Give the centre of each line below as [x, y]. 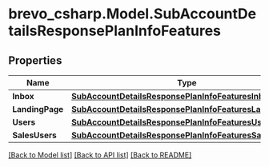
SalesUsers [35, 135]
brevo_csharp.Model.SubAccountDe [132, 14]
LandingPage [38, 109]
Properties [35, 60]
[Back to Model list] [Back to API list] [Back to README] [100, 155]
